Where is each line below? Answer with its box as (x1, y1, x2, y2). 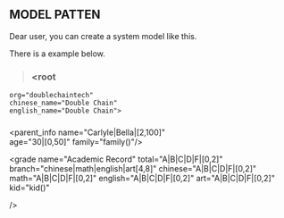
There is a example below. (9, 48, 105, 59)
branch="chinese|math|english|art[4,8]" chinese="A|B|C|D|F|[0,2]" (9, 163, 257, 174)
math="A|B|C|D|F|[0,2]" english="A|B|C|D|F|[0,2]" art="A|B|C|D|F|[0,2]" (9, 173, 275, 184)
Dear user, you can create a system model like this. (9, 30, 197, 41)
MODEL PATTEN (9, 7, 101, 22)
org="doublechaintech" (9, 91, 94, 100)
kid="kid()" (9, 182, 50, 193)
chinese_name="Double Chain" (9, 98, 118, 108)
